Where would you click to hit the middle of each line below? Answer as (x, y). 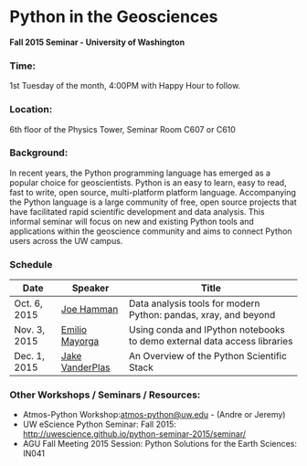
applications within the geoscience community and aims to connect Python (151, 231)
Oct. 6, (28, 303)
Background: (39, 153)
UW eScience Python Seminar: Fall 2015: (99, 424)
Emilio (74, 330)
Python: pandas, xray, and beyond (202, 315)
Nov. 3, (30, 330)
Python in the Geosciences (114, 17)
